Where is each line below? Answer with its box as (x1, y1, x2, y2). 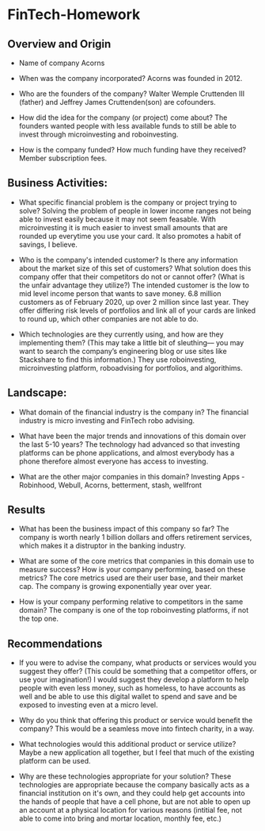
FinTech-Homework (7, 6, 141, 24)
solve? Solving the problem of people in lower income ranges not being (18, 206, 252, 215)
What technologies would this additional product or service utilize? (18, 740, 237, 749)
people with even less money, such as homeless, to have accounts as (18, 683, 246, 693)
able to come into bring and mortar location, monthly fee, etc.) (18, 814, 222, 823)
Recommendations (7, 637, 103, 650)
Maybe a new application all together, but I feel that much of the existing (18, 748, 255, 757)
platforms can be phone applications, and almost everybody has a (18, 448, 235, 457)
